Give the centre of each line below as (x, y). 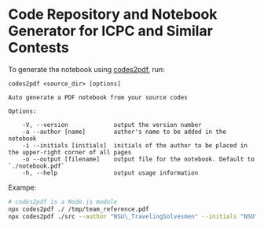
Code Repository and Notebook (113, 14)
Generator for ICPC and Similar (111, 31)
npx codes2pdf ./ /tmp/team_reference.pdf (79, 209)
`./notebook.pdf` (37, 166)
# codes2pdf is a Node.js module (63, 201)
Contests (38, 48)
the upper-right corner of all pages (70, 152)
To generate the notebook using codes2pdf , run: (86, 69)
